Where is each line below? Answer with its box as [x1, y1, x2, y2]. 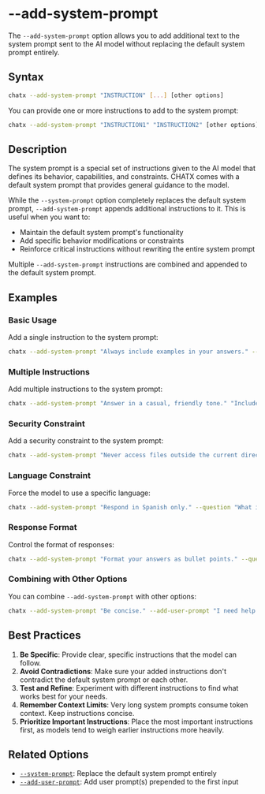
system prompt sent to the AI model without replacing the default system [8, 39, 245, 48]
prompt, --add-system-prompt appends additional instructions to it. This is [8, 204, 246, 214]
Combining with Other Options [8, 573, 128, 584]
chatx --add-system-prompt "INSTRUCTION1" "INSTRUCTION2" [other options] [8, 121, 259, 129]
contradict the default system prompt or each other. [19, 675, 188, 684]
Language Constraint [8, 470, 91, 481]
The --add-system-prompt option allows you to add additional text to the [8, 31, 241, 40]
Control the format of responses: [8, 539, 114, 549]
